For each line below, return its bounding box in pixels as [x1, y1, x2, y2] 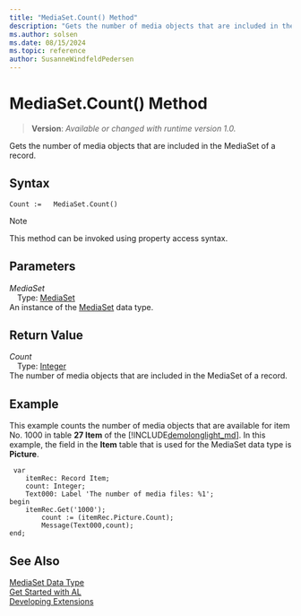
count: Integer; [25, 482, 87, 491]
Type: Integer [17, 360, 67, 372]
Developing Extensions [9, 596, 94, 606]
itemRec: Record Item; [25, 474, 110, 483]
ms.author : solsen [9, 30, 78, 39]
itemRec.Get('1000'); [25, 506, 106, 515]
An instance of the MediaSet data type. [9, 301, 154, 312]
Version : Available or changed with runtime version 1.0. [30, 123, 236, 134]
